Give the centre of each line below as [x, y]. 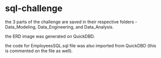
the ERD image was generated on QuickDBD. [50, 36]
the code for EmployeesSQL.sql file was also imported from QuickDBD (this [81, 45]
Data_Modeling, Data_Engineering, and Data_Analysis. [59, 27]
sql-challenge [34, 8]
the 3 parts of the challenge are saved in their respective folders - [71, 22]
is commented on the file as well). [39, 51]
